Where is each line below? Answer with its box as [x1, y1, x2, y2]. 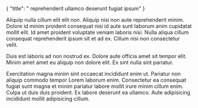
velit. [6, 41, 18, 48]
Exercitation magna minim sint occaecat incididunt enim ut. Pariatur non [6, 70, 181, 77]
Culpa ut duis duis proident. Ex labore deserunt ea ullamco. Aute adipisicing [6, 89, 191, 96]
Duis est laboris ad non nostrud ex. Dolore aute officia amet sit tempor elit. [6, 53, 187, 59]
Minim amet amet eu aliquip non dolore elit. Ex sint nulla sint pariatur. [6, 59, 174, 66]
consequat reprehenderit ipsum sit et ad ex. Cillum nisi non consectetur [6, 35, 180, 42]
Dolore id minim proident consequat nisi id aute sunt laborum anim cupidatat [6, 23, 192, 29]
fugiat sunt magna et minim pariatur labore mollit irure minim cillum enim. [6, 83, 184, 90]
